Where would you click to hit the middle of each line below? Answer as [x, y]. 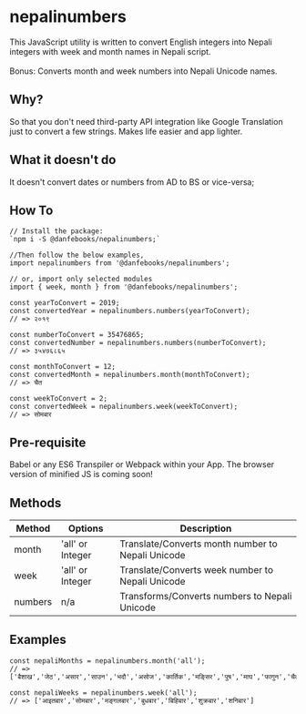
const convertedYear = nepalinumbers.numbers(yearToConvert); [130, 311]
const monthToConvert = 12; [63, 367]
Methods [36, 503]
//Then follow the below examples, [77, 255]
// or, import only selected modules [81, 280]
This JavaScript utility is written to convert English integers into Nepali [141, 42]
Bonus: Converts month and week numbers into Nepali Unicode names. [143, 71]
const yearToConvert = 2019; [65, 303]
